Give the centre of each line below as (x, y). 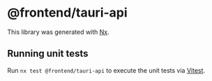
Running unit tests (48, 54)
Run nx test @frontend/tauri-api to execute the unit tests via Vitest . (106, 70)
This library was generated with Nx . (58, 32)
